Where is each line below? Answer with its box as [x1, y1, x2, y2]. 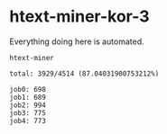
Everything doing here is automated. [9, 36, 144, 47]
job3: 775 [9, 108, 47, 118]
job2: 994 [9, 101, 47, 110]
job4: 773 [9, 116, 47, 125]
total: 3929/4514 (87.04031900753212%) [9, 69, 160, 78]
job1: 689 [9, 93, 47, 102]
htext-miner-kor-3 [9, 6, 150, 27]
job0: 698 [9, 85, 47, 94]
